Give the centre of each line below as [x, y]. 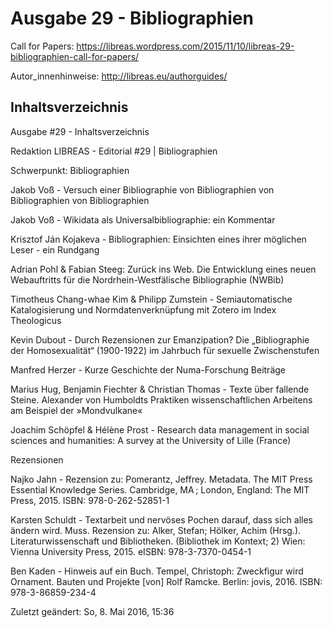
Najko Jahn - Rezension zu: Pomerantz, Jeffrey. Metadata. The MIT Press [161, 479]
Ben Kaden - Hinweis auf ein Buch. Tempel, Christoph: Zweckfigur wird [157, 571]
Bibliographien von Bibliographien [80, 200]
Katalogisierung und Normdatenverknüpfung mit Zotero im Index [143, 309]
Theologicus [36, 320]
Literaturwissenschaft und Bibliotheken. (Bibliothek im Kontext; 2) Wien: [158, 541]
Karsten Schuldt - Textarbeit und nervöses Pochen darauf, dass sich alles [161, 519]
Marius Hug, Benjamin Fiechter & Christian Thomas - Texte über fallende [160, 389]
